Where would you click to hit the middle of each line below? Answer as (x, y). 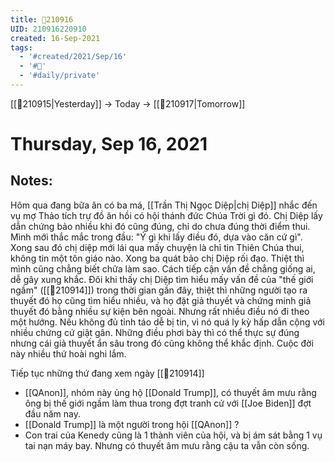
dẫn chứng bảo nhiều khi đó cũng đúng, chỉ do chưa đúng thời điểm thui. (160, 226)
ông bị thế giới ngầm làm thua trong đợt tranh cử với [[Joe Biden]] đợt (168, 403)
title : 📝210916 (42, 19)
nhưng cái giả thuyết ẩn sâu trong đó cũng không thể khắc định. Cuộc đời (162, 343)
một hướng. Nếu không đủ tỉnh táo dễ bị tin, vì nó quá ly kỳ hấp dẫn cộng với (167, 322)
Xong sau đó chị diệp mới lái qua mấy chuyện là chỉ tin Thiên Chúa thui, (157, 247)
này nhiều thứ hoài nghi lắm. (68, 353)
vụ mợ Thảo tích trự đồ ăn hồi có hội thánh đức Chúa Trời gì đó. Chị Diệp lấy (166, 215)
